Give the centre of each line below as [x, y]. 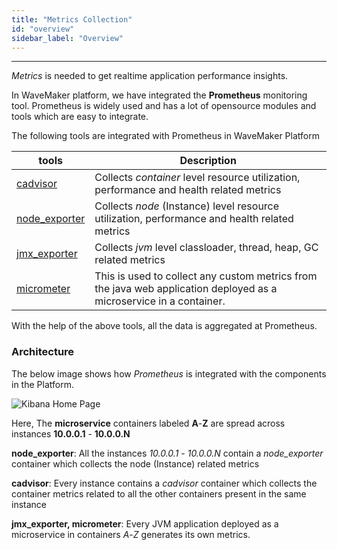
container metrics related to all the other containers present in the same [159, 493]
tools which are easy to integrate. [80, 117]
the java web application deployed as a [186, 289]
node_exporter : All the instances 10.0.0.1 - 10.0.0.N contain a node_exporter [167, 453]
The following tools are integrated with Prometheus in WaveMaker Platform [165, 136]
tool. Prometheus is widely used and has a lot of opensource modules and [164, 106]
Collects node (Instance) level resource [187, 206]
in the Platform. [42, 384]
